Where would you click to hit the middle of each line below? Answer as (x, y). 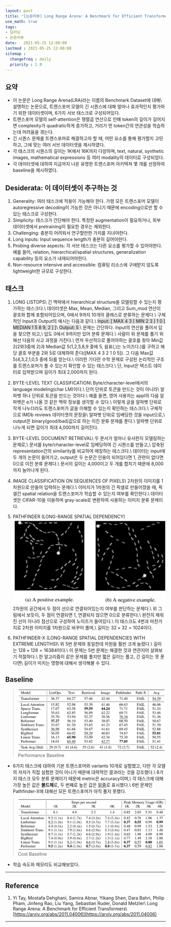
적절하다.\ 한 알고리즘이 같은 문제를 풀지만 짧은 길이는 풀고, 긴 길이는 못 (89, 657)
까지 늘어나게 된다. (31, 470)
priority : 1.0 (26, 64)
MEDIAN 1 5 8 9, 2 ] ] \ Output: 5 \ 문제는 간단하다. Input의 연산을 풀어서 (85, 327)
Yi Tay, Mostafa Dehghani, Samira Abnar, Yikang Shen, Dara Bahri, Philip (88, 898)
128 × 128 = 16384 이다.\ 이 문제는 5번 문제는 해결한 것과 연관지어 (83, 650)
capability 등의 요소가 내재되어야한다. (50, 258)
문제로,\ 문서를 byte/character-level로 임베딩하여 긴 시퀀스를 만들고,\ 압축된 (88, 444)
